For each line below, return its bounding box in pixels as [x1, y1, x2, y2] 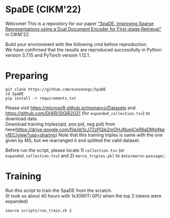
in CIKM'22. [5, 31, 30, 37]
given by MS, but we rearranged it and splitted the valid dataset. [5, 137, 140, 143]
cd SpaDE [5, 91, 24, 96]
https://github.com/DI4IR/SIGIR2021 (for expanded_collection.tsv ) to [5, 110, 151, 116]
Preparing [5, 70, 48, 82]
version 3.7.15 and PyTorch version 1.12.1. [5, 52, 90, 58]
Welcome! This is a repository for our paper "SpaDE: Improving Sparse [5, 20, 154, 27]
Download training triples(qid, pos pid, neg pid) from [5, 121, 116, 127]
